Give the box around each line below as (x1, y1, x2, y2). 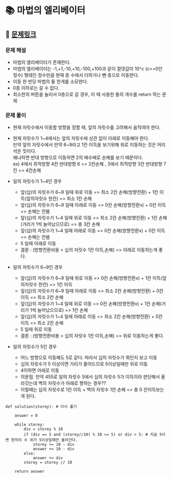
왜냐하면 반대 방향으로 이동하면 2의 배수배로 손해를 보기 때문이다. (12, 154, 143, 161)
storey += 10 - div (32, 442, 74, 447)
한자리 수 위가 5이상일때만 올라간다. (11, 437, 78, 443)
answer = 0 (14, 413, 38, 419)
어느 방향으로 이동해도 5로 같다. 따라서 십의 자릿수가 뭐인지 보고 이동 (20, 354, 158, 361)
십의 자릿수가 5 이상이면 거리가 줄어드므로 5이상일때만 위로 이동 (20, 361, 148, 367)
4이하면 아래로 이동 (20, 367, 60, 373)
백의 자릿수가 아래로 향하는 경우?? (38, 380, 106, 386)
